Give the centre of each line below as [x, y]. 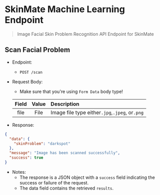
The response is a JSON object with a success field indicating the [87, 177]
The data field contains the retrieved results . [67, 188]
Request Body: [27, 81]
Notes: [19, 172]
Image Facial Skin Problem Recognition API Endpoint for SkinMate [86, 34]
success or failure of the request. [54, 182]
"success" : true [26, 158]
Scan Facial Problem [37, 50]
